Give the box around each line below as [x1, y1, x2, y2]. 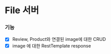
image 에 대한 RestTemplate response [12, 42, 92, 48]
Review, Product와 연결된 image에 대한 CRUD [12, 36, 106, 42]
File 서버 [5, 5, 39, 16]
